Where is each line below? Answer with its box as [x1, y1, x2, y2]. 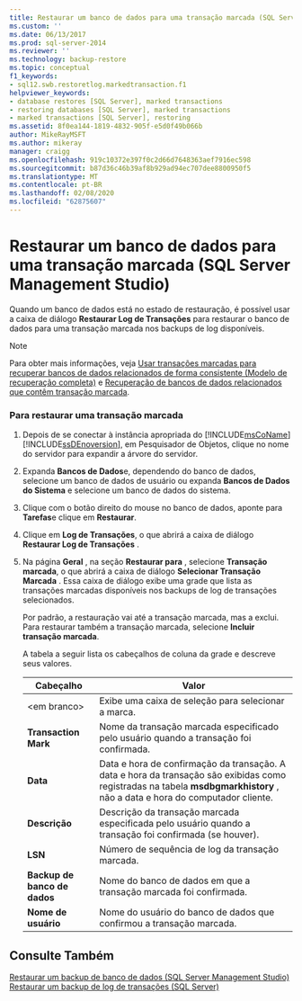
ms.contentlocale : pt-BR [9, 181, 102, 190]
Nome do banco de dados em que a [99, 874, 251, 887]
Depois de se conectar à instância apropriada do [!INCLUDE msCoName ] [22, 429, 291, 441]
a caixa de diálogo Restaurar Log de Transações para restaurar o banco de [9, 313, 290, 324]
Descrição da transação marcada [99, 806, 240, 818]
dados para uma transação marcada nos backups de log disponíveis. [9, 323, 265, 334]
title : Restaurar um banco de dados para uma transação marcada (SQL [9, 13, 276, 22]
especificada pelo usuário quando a [99, 818, 251, 830]
